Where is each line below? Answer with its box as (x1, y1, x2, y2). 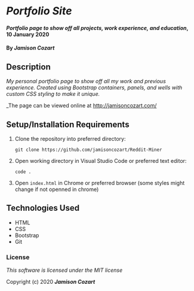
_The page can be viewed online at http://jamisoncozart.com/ (6, 102, 157, 109)
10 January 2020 (6, 31, 50, 38)
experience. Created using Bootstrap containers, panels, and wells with (6, 84, 183, 91)
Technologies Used (6, 203, 79, 213)
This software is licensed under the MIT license (6, 266, 123, 274)
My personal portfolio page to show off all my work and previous (6, 78, 166, 85)
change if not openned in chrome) (14, 186, 99, 193)
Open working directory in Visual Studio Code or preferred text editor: (14, 157, 187, 164)
